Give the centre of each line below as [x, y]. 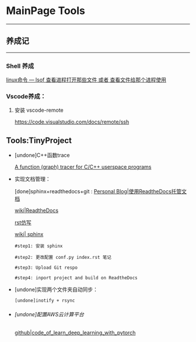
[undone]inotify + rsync [45, 301]
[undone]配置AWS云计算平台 [49, 314]
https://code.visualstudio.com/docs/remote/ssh [72, 122]
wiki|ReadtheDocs [36, 211]
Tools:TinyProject [39, 140]
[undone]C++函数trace [42, 155]
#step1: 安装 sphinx [38, 246]
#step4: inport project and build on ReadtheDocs [76, 278]
